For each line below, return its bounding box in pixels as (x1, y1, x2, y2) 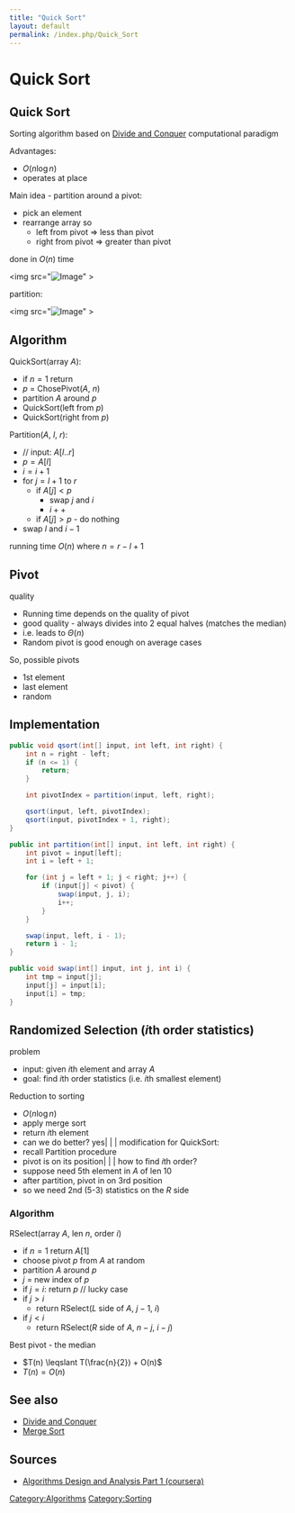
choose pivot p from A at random (22, 1255, 146, 1265)
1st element (22, 672, 66, 683)
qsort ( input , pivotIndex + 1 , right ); (25, 815, 171, 824)
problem (9, 1046, 40, 1057)
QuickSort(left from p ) (22, 403, 104, 413)
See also (9, 1392, 58, 1408)
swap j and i (49, 494, 94, 505)
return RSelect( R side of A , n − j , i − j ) (35, 1321, 174, 1333)
